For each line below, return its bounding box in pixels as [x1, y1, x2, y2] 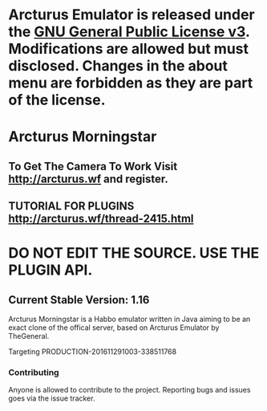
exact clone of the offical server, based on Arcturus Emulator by [8, 323, 220, 332]
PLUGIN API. [8, 261, 93, 279]
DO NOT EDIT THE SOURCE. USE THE [8, 244, 260, 262]
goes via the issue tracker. [8, 393, 95, 403]
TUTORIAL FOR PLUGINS [8, 199, 135, 214]
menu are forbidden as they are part [8, 74, 253, 92]
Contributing [8, 367, 59, 378]
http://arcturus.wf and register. [8, 172, 168, 185]
